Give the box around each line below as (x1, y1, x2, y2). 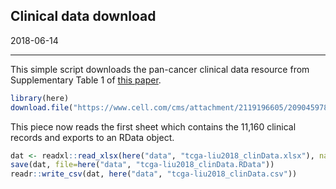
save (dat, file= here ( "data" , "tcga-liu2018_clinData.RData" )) (10, 160, 275, 170)
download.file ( (10, 102, 74, 113)
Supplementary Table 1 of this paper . (10, 74, 162, 86)
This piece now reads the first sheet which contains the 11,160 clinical (10, 120, 297, 133)
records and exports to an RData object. (10, 131, 175, 143)
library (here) (10, 93, 70, 103)
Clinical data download (10, 8, 157, 25)
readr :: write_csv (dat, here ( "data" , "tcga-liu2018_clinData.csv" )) (10, 169, 298, 179)
